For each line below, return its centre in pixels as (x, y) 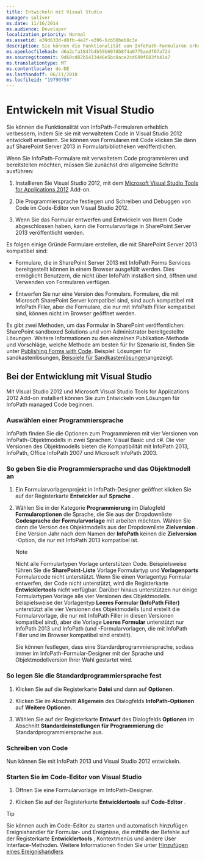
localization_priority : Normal (46, 35)
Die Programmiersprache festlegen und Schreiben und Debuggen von (103, 201)
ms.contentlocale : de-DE (38, 69)
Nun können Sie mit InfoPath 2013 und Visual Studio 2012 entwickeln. (94, 761)
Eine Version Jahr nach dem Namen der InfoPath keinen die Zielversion (106, 534)
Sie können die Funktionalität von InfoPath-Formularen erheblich (87, 127)
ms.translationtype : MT (37, 63)
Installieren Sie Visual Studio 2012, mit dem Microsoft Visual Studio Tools (106, 183)
